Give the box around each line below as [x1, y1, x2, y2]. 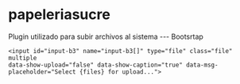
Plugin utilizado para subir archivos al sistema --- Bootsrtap [8, 32, 204, 41]
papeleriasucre [8, 6, 111, 24]
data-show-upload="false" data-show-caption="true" [8, 61, 183, 69]
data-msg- [185, 61, 219, 69]
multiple [8, 54, 37, 62]
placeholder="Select [8, 67, 77, 76]
